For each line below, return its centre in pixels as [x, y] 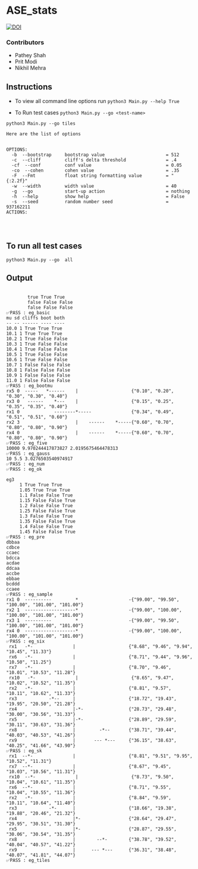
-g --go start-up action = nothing [101, 191]
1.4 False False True [46, 526]
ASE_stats [32, 10]
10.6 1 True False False [37, 359]
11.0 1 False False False [38, 380]
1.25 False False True [48, 511]
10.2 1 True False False [37, 339]
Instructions [29, 87]
